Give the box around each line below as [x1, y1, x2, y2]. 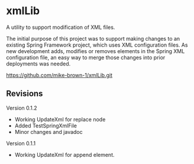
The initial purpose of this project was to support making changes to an [6, 35, 180, 42]
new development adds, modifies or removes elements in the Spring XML [6, 47, 185, 54]
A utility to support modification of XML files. [6, 24, 115, 31]
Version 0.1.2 [6, 104, 37, 111]
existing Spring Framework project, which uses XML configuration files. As [6, 41, 188, 48]
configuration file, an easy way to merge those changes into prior [6, 54, 166, 61]
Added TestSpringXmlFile [14, 122, 77, 129]
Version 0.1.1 [6, 140, 36, 147]
